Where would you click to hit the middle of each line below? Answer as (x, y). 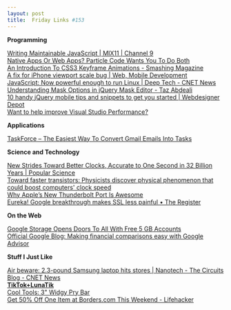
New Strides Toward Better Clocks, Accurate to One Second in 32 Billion (110, 165)
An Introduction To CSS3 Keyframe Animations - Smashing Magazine (106, 68)
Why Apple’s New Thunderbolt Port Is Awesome (75, 195)
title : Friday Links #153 (46, 20)
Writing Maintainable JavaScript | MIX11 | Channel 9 (80, 53)
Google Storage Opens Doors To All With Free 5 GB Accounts (94, 229)
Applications (26, 125)
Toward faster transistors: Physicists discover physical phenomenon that (110, 180)
